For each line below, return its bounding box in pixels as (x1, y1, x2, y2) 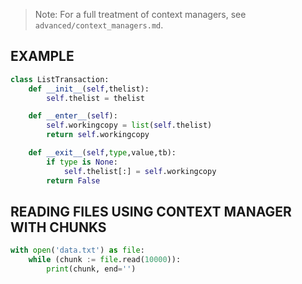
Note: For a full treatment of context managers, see (34, 9, 247, 20)
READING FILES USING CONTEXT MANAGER (10, 203, 292, 220)
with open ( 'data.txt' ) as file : (10, 245, 145, 256)
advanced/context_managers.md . (34, 19, 164, 31)
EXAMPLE (10, 48, 75, 65)
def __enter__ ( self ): (28, 111, 118, 121)
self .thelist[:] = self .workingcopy (63, 166, 217, 176)
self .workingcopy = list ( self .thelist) (46, 120, 213, 131)
